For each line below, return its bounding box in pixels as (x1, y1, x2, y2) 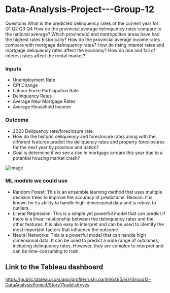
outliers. (12, 205, 30, 211)
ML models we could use (5, 177, 67, 185)
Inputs (5, 65, 22, 72)
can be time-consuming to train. (12, 248, 80, 254)
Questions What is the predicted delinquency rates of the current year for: (5, 20, 160, 26)
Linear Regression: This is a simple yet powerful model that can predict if (12, 210, 165, 216)
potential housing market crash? (12, 155, 80, 161)
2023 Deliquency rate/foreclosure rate (12, 128, 93, 134)
